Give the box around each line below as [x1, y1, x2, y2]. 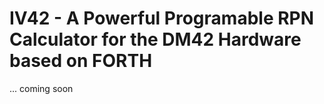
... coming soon [9, 82, 74, 94]
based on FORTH [9, 50, 153, 72]
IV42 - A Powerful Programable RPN [9, 7, 315, 30]
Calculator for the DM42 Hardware [9, 28, 302, 51]
